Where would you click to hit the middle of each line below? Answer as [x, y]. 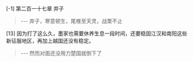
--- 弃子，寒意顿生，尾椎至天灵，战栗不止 [71, 21]
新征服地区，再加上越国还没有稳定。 [50, 41]
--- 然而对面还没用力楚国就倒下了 [61, 53]
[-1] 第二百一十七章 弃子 [35, 8]
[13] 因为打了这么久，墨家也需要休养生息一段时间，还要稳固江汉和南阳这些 [97, 33]
